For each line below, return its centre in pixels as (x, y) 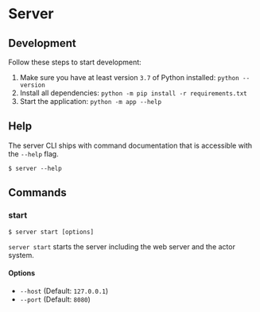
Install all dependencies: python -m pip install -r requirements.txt (134, 93)
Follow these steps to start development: (75, 62)
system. (21, 255)
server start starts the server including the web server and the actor (122, 246)
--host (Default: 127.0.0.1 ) (64, 291)
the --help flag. (33, 154)
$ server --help (35, 168)
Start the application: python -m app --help (90, 101)
